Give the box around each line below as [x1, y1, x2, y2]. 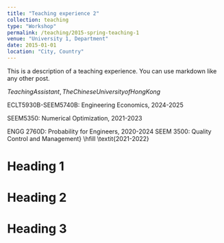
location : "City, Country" [7, 49, 84, 55]
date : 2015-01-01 [7, 42, 57, 49]
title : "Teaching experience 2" [7, 10, 99, 17]
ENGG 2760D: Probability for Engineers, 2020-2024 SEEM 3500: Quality [7, 127, 212, 136]
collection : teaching [7, 16, 69, 23]
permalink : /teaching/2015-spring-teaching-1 [7, 29, 139, 36]
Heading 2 [7, 190, 67, 205]
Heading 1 [7, 159, 65, 175]
